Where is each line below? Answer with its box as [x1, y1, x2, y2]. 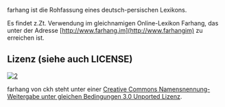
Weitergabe [7, 92, 40, 100]
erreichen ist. [7, 34, 45, 42]
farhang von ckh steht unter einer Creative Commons [7, 85, 158, 93]
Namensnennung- [158, 85, 211, 93]
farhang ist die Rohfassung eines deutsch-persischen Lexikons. [7, 6, 187, 14]
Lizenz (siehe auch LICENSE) [7, 53, 133, 65]
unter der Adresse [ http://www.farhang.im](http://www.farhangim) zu [7, 27, 203, 34]
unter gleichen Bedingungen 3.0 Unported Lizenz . [40, 92, 182, 100]
